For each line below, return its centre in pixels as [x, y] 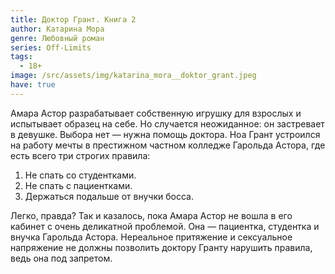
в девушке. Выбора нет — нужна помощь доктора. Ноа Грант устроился [165, 134]
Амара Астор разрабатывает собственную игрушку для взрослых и [156, 113]
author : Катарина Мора [57, 29]
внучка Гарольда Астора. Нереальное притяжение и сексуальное [151, 237]
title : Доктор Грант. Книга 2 [73, 19]
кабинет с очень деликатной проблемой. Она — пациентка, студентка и [165, 226]
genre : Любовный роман [57, 38]
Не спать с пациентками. [78, 185]
